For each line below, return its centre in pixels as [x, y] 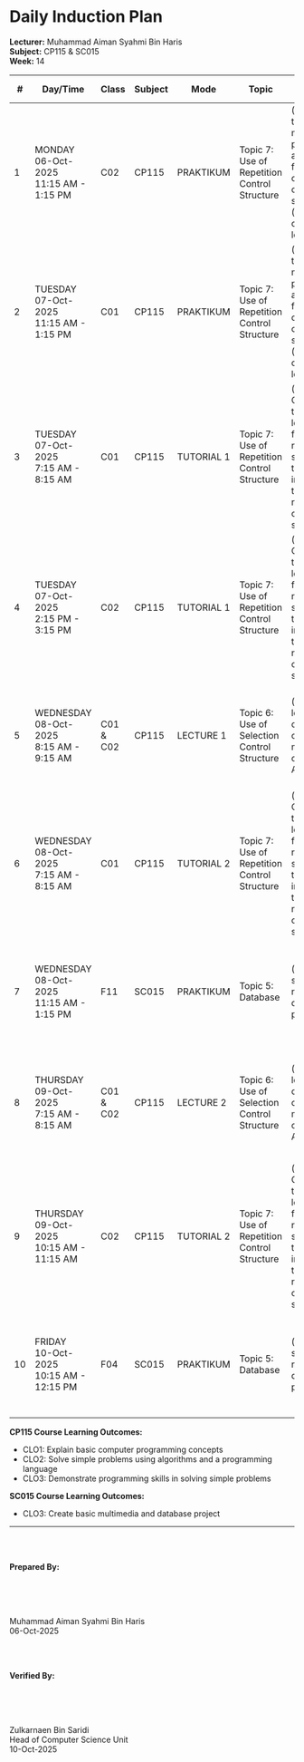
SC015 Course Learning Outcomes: [77, 1496]
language [40, 1468]
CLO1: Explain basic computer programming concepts [123, 1449]
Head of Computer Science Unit [69, 1739]
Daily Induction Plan [86, 17]
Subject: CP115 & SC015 [54, 51]
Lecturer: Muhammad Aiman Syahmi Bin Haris [96, 42]
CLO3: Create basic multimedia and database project [121, 1513]
